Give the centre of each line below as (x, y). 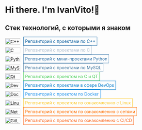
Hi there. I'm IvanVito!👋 (53, 10)
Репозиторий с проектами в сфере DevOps (70, 85)
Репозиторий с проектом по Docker (62, 94)
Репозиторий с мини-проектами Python (66, 59)
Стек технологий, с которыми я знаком (68, 28)
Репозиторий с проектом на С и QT (62, 76)
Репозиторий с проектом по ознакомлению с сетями (80, 112)
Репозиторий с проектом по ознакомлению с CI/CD (79, 120)
